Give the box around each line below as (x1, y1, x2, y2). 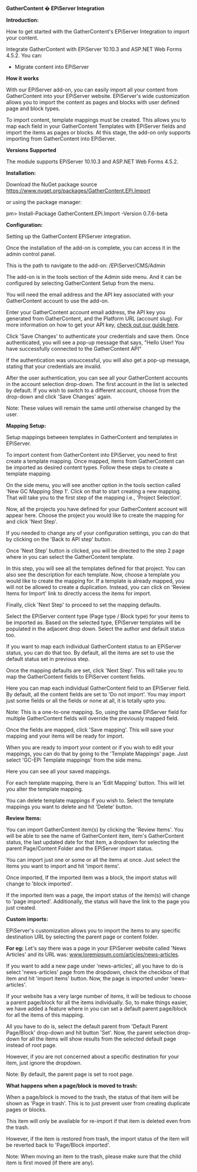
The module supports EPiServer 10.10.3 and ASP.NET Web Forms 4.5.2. (6, 158, 179, 165)
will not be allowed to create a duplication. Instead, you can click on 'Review (6, 584, 191, 591)
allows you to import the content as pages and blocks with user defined (6, 99, 180, 106)
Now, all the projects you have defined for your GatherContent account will (6, 506, 187, 512)
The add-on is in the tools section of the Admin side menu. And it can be (6, 274, 182, 280)
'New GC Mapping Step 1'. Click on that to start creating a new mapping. (6, 488, 181, 495)
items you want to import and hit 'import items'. (6, 862, 121, 870)
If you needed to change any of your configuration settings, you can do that (6, 529, 190, 536)
